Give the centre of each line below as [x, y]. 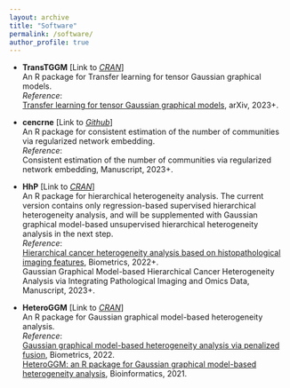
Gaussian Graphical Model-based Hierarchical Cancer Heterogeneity [148, 272]
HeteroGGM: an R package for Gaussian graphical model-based [139, 364]
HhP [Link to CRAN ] [58, 186]
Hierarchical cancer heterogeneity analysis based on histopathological [151, 253]
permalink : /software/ [51, 34]
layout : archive [39, 17]
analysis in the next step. [68, 234]
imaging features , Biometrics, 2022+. [90, 262]
